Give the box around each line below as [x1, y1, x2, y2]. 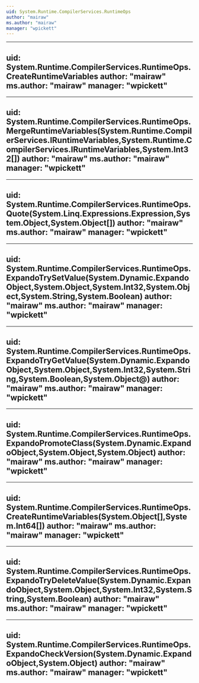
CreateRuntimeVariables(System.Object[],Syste [6, 512, 188, 522]
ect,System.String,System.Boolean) [6, 291, 143, 301]
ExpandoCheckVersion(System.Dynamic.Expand [6, 649, 192, 659]
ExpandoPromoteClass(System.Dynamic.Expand [6, 438, 191, 448]
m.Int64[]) [6, 520, 46, 531]
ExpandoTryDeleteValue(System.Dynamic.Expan [6, 576, 191, 586]
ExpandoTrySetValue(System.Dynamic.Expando [6, 273, 190, 283]
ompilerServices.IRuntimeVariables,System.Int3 [6, 145, 189, 155]
